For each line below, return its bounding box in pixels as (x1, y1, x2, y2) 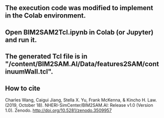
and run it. (5, 36, 37, 44)
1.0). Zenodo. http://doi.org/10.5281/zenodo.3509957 (5, 107, 112, 113)
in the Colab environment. (5, 12, 86, 20)
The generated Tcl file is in (5, 52, 88, 60)
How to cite (5, 84, 41, 92)
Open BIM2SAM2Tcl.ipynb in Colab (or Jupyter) (5, 28, 154, 36)
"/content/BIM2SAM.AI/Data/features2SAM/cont (5, 60, 159, 68)
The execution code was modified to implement (5, 4, 153, 12)
